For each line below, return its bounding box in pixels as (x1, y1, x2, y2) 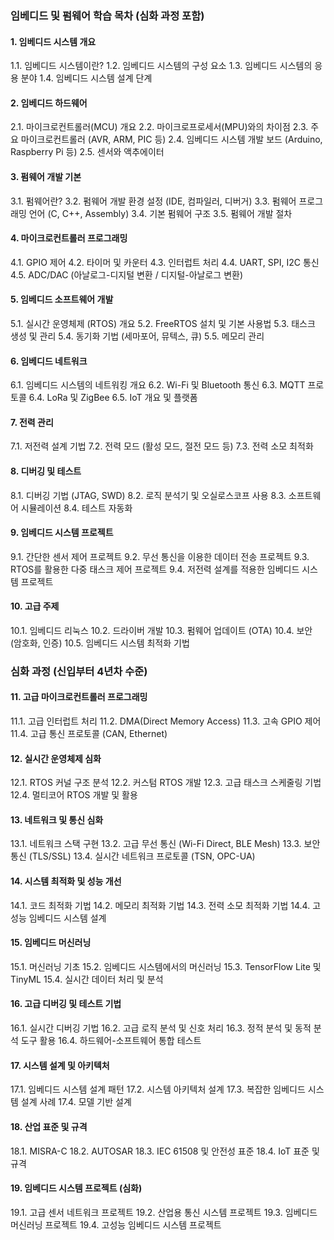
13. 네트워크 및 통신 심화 (10, 813, 104, 826)
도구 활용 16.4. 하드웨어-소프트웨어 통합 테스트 (20, 1035, 202, 1047)
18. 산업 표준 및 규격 (10, 1120, 88, 1132)
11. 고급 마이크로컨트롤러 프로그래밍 (10, 691, 148, 703)
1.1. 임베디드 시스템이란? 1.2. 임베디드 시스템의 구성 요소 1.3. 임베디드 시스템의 (10, 60, 313, 72)
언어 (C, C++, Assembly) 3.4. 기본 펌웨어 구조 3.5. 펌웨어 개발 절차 (28, 207, 293, 219)
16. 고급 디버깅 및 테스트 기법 (10, 998, 122, 1010)
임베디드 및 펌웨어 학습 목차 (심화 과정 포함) (10, 8, 205, 22)
